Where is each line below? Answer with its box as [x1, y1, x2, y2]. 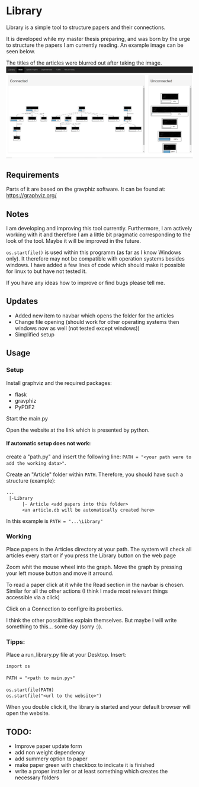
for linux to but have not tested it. [6, 268, 87, 275]
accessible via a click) [6, 594, 60, 601]
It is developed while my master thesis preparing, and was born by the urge [6, 35, 191, 42]
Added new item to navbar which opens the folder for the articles [14, 312, 174, 319]
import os [6, 663, 31, 670]
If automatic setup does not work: [6, 440, 91, 447]
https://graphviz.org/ [6, 192, 57, 199]
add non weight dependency [14, 749, 85, 756]
